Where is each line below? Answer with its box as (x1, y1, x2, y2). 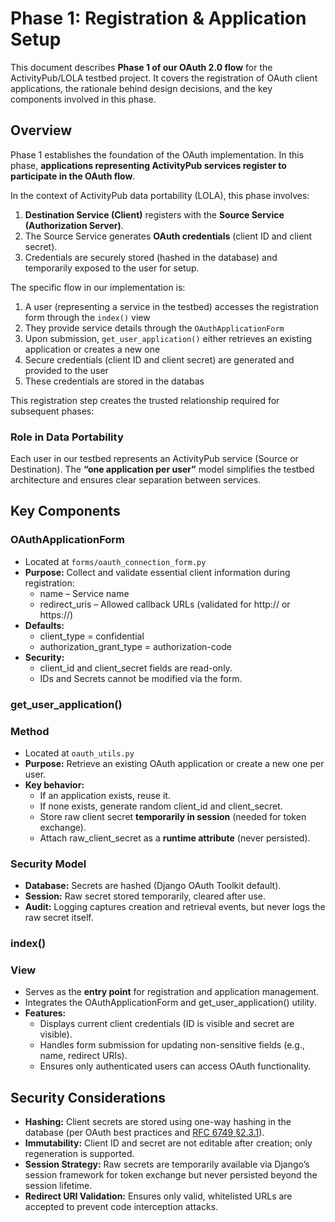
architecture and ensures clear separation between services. (10, 474, 262, 486)
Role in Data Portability (10, 430, 124, 444)
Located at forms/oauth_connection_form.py (24, 555, 207, 567)
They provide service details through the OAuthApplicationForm (24, 322, 285, 334)
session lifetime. (24, 1180, 93, 1192)
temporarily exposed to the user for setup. (24, 262, 200, 274)
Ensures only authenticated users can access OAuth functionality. (39, 1060, 312, 1072)
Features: (24, 1007, 67, 1019)
